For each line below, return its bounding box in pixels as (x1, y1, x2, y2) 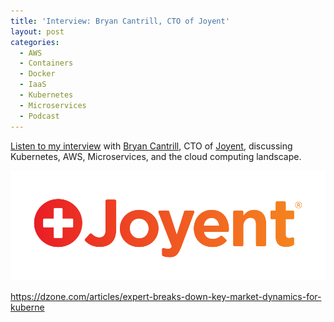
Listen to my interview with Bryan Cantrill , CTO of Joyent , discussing (10, 140, 293, 152)
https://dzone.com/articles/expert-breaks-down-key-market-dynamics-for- (10, 290, 322, 302)
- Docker (19, 69, 56, 79)
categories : (10, 37, 60, 47)
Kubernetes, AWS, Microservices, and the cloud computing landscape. (10, 150, 302, 162)
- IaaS (19, 80, 47, 90)
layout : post (10, 26, 65, 37)
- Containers (19, 58, 74, 69)
